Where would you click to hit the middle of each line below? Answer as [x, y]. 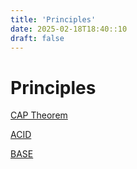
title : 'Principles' [53, 19]
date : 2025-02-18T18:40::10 [69, 29]
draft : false [37, 38]
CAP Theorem [39, 115]
